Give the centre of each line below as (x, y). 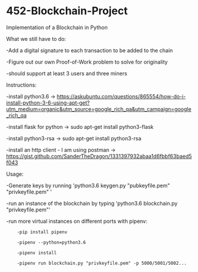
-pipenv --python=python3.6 (51, 242)
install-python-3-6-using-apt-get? (48, 103)
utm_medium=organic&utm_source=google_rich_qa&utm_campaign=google (99, 109)
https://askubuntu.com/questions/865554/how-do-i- (121, 96)
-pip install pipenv (42, 232)
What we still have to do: (36, 39)
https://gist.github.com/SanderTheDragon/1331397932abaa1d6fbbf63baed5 (99, 156)
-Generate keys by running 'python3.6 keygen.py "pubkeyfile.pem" (88, 185)
